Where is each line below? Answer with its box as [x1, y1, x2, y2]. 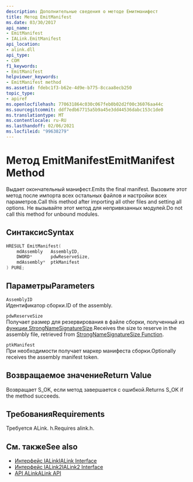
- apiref [6, 96, 27, 101]
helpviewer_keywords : [6, 74, 59, 80]
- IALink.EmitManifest [6, 36, 61, 42]
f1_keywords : [6, 63, 38, 69]
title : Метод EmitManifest [6, 14, 72, 20]
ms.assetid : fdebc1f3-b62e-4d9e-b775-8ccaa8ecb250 [6, 85, 132, 91]
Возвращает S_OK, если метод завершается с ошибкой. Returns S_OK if [6, 386, 184, 393]
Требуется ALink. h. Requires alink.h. [6, 425, 95, 432]
